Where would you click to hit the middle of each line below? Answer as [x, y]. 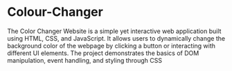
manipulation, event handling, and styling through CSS [85, 60]
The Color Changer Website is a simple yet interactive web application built [114, 31]
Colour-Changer [55, 12]
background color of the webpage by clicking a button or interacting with [111, 45]
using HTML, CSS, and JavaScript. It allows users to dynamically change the [116, 38]
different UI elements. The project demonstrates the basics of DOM [103, 53]
